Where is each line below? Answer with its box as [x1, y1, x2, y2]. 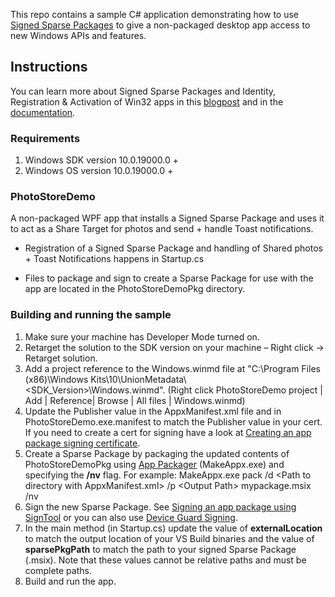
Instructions [10, 59, 88, 76]
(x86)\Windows [24, 373, 89, 385]
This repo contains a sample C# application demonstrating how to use [10, 9, 300, 20]
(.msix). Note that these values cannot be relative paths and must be [24, 554, 307, 566]
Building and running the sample [10, 308, 172, 322]
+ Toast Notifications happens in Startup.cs [24, 253, 205, 265]
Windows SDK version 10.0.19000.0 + [24, 154, 179, 166]
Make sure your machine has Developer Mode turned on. [24, 330, 260, 343]
